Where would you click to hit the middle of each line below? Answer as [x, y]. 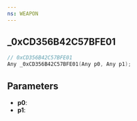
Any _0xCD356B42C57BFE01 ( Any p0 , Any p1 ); [69, 64]
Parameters [33, 86]
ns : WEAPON [23, 14]
